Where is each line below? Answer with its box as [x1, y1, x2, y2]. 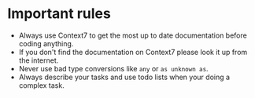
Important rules [7, 5, 111, 23]
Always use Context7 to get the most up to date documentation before [18, 31, 247, 40]
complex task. [18, 80, 65, 90]
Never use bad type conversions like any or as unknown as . [18, 64, 209, 73]
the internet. [18, 56, 59, 65]
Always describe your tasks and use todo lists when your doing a [18, 72, 230, 82]
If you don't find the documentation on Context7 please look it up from [18, 47, 248, 56]
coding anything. [18, 38, 74, 48]
